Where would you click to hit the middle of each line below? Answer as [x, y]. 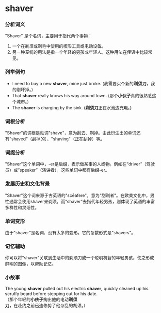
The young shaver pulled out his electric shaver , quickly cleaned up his [77, 288]
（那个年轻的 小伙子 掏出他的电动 [37, 299]
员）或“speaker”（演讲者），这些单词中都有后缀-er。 [57, 170]
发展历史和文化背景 [27, 184]
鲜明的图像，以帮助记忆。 [31, 264]
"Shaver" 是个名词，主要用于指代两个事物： [48, 36]
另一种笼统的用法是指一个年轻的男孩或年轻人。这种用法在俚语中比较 [80, 52]
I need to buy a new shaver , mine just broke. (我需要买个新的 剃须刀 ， [81, 83]
